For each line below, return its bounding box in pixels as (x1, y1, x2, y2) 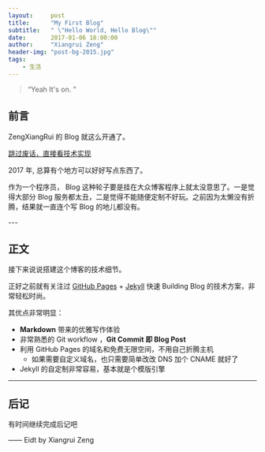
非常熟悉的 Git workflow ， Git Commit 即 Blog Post (19, 334, 187, 344)
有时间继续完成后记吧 (8, 420, 77, 429)
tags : (8, 56, 26, 64)
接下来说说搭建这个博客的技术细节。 (8, 265, 126, 275)
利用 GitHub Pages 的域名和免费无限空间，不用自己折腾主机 (19, 345, 215, 354)
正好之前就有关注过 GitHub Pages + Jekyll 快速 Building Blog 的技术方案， (8, 282, 248, 291)
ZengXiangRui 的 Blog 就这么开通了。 (8, 132, 130, 141)
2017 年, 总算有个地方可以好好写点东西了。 (8, 165, 147, 174)
